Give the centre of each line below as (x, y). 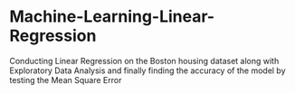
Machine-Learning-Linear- (112, 17)
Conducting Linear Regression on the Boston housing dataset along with (144, 61)
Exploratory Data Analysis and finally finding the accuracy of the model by (148, 70)
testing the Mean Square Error (66, 80)
